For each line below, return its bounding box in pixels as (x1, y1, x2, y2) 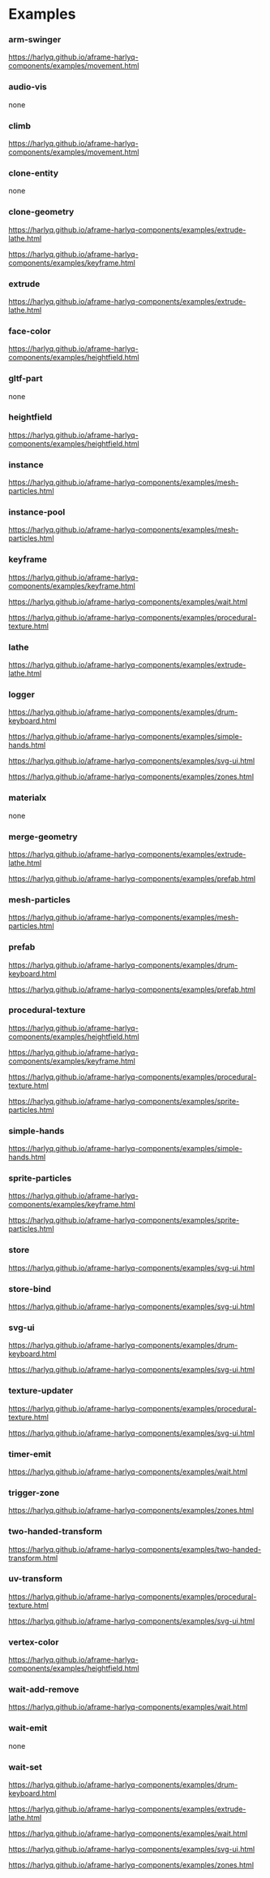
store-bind (8, 1283, 51, 1294)
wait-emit (8, 1723, 48, 1734)
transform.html (8, 1553, 58, 1563)
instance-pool (8, 506, 66, 518)
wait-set (8, 1761, 43, 1772)
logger (8, 689, 35, 700)
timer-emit (8, 1448, 51, 1459)
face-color (8, 325, 51, 337)
